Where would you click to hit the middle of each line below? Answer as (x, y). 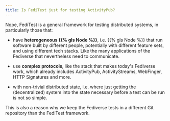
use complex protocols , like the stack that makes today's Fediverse (84, 66)
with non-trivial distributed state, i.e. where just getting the (74, 87)
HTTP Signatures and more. (42, 77)
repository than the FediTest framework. (48, 113)
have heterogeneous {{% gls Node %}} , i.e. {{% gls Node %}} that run (88, 40)
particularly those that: (29, 30)
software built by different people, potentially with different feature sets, (88, 45)
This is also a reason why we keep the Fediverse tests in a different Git (79, 107)
